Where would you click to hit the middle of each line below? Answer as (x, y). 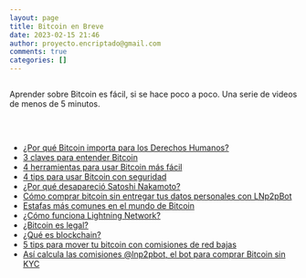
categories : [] (38, 60)
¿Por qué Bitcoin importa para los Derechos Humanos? (126, 148)
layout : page (34, 18)
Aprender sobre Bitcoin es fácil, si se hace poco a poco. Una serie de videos (153, 94)
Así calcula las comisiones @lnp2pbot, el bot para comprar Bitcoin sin (154, 254)
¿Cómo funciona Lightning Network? (92, 216)
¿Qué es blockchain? (62, 235)
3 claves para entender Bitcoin (80, 157)
